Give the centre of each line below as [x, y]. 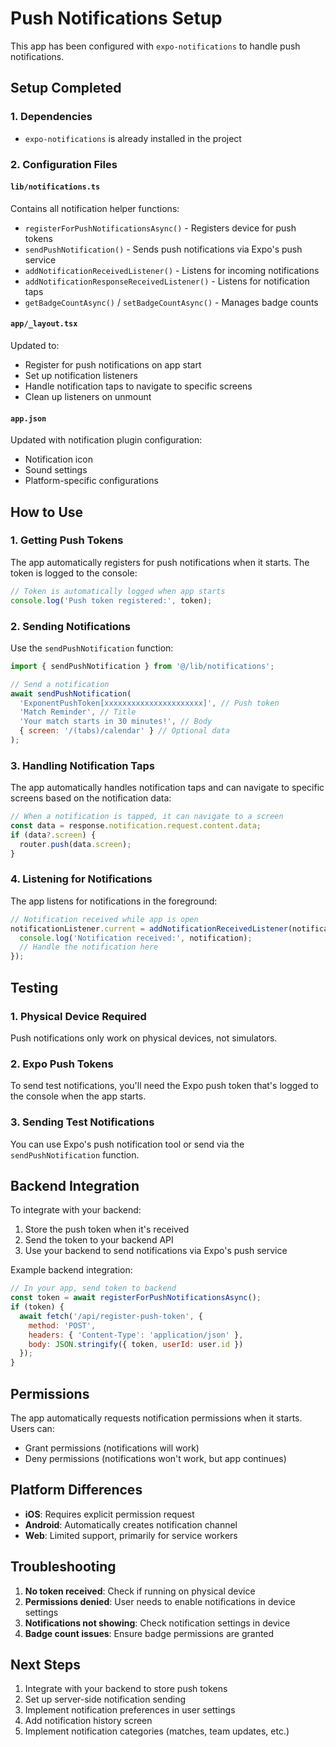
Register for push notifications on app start [113, 364]
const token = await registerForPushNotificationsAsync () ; [136, 1298]
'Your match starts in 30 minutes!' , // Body [116, 722]
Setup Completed [66, 88]
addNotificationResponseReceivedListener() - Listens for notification [167, 281]
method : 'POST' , [62, 1325]
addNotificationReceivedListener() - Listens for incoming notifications [172, 270]
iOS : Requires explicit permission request [109, 1514]
